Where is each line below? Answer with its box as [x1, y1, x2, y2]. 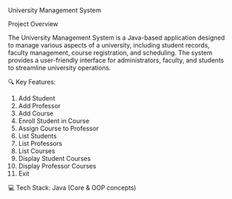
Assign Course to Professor [18, 124, 99, 132]
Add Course [18, 109, 54, 118]
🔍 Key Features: [8, 78, 56, 86]
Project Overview [8, 20, 59, 28]
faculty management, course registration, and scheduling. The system [8, 49, 213, 57]
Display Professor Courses [18, 162, 96, 170]
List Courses [18, 147, 56, 155]
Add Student [18, 94, 55, 102]
